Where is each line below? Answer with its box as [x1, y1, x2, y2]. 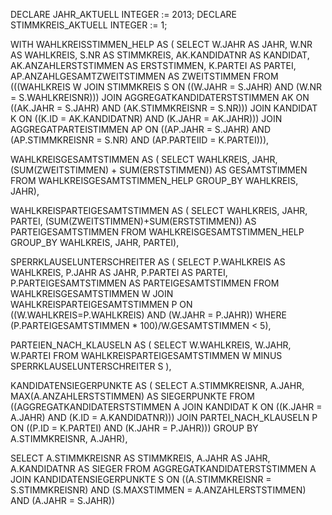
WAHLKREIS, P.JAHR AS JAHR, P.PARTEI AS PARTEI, [10, 267, 228, 278]
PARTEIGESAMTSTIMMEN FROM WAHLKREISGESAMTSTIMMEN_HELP [10, 226, 305, 238]
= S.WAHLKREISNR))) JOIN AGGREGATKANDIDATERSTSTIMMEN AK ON [10, 92, 310, 103]
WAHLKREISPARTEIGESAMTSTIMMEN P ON [10, 299, 193, 310]
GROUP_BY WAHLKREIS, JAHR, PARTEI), [10, 237, 180, 248]
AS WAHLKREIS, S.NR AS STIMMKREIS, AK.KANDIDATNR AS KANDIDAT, [10, 49, 310, 61]
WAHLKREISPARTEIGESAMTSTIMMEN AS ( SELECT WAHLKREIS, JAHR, [10, 205, 308, 216]
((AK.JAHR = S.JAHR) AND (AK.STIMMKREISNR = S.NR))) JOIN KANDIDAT [10, 102, 318, 114]
